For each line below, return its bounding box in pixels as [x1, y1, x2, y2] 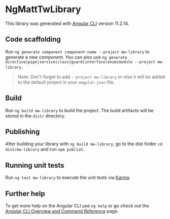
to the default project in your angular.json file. [17, 79, 115, 85]
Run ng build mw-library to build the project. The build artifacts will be [5, 107, 154, 113]
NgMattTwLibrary [5, 4, 81, 15]
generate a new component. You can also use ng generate [5, 54, 127, 60]
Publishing [5, 127, 40, 136]
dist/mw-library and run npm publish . [5, 146, 85, 152]
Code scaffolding [5, 35, 61, 44]
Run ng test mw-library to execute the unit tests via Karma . [5, 174, 131, 181]
